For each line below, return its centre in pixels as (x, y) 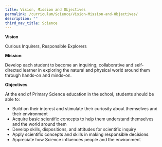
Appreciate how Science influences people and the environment (76, 140)
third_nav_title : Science (31, 23)
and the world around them (39, 124)
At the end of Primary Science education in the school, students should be (80, 94)
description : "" (21, 18)
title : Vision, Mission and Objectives (45, 9)
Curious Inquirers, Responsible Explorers (46, 46)
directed (13, 70)
